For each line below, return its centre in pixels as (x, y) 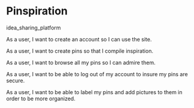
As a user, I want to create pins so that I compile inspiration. (80, 51)
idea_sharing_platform (34, 28)
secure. (16, 80)
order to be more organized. (41, 98)
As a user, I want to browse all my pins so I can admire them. (81, 62)
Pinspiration (37, 11)
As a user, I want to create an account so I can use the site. (79, 39)
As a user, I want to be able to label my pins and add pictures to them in (94, 92)
